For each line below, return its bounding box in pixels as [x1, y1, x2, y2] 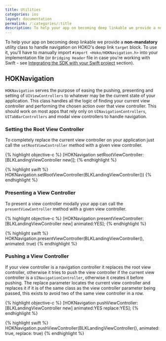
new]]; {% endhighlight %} [62, 157, 117, 163]
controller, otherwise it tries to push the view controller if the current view [5, 269, 155, 275]
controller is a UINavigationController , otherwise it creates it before [5, 274, 144, 280]
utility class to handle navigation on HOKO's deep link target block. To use [5, 44, 157, 50]
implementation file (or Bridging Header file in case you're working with [5, 55, 150, 61]
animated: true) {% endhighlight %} [5, 240, 78, 246]
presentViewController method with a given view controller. [5, 205, 127, 212]
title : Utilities [5, 7, 41, 12]
